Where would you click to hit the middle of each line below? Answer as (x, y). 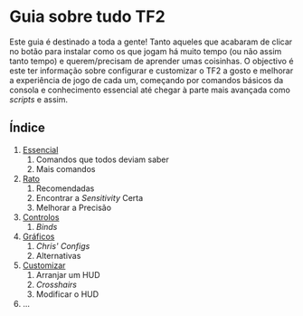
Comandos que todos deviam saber (103, 159)
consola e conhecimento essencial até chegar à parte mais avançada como (150, 90)
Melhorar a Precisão (73, 207)
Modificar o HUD (67, 294)
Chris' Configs (63, 245)
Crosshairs (56, 284)
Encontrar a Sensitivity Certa (90, 197)
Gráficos (38, 236)
